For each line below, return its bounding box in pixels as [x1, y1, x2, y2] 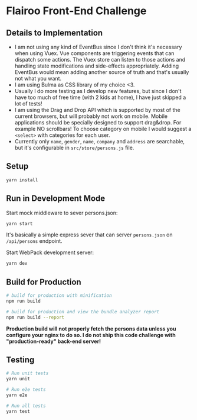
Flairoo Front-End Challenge [6, 4, 147, 18]
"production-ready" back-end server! [6, 338, 101, 345]
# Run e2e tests [6, 387, 46, 393]
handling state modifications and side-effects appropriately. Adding [14, 62, 179, 69]
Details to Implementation [6, 28, 103, 38]
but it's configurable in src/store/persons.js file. [14, 144, 134, 151]
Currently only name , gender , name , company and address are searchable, [14, 138, 185, 145]
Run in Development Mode [6, 194, 106, 204]
